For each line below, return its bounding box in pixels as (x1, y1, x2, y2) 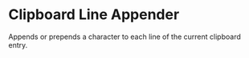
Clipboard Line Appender (8, 6, 180, 24)
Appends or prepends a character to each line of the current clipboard (8, 32, 241, 41)
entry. (8, 40, 28, 49)
